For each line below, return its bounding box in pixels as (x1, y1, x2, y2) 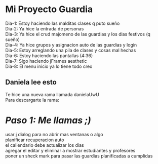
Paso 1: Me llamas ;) (5, 114, 91, 126)
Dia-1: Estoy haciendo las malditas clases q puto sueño (5, 20, 120, 26)
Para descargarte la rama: (5, 97, 59, 103)
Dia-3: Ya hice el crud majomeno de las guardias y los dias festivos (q (5, 31, 151, 37)
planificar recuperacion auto (5, 137, 64, 143)
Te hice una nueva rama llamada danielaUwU (5, 91, 100, 97)
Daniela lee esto (5, 78, 57, 87)
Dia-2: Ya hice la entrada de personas (5, 25, 84, 31)
